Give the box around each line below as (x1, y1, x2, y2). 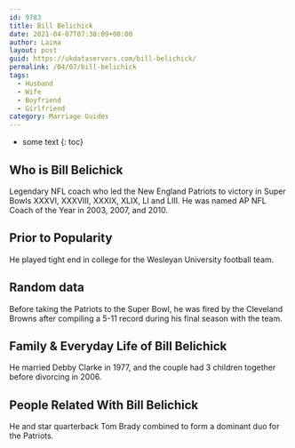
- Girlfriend (17, 104, 66, 113)
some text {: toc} (21, 137, 84, 148)
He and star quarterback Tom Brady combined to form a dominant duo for (9, 421, 280, 432)
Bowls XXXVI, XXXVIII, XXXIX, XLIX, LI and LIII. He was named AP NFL (9, 195, 267, 205)
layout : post (9, 46, 58, 55)
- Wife (17, 87, 42, 96)
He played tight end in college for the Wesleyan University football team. (9, 254, 275, 265)
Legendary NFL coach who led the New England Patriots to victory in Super (9, 186, 286, 196)
